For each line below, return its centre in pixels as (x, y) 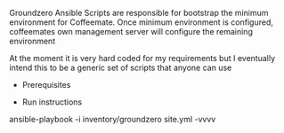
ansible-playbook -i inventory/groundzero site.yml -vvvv (113, 119)
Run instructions (52, 102)
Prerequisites (46, 85)
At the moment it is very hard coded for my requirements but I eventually (142, 58)
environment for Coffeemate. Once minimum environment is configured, (141, 22)
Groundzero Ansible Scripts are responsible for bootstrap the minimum (139, 13)
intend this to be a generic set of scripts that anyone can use (121, 67)
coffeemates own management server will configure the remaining (131, 31)
